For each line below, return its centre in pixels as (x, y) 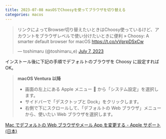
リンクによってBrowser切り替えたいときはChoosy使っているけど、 (86, 29)
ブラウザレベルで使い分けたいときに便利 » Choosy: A (94, 36)
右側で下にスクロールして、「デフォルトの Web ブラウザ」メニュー (93, 108)
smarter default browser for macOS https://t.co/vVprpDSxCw (80, 41)
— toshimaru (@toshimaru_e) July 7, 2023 (60, 51)
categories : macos (24, 15)
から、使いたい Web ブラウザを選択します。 (70, 114)
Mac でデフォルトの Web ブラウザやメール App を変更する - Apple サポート (83, 125)
